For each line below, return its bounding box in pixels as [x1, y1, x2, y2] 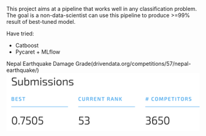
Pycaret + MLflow [15, 48, 60, 55]
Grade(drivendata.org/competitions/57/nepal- [75, 60, 191, 67]
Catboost [15, 42, 39, 49]
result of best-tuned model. [6, 18, 75, 25]
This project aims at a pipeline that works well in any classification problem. [6, 5, 197, 12]
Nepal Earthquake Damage [6, 60, 75, 67]
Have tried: [6, 30, 34, 37]
